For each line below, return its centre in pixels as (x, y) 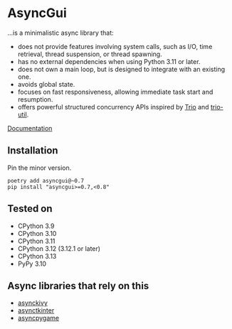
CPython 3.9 (36, 226)
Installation (33, 151)
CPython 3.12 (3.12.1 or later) (59, 248)
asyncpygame (38, 318)
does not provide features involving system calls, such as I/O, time (115, 46)
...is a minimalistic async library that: (60, 33)
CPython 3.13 (37, 256)
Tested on (30, 209)
